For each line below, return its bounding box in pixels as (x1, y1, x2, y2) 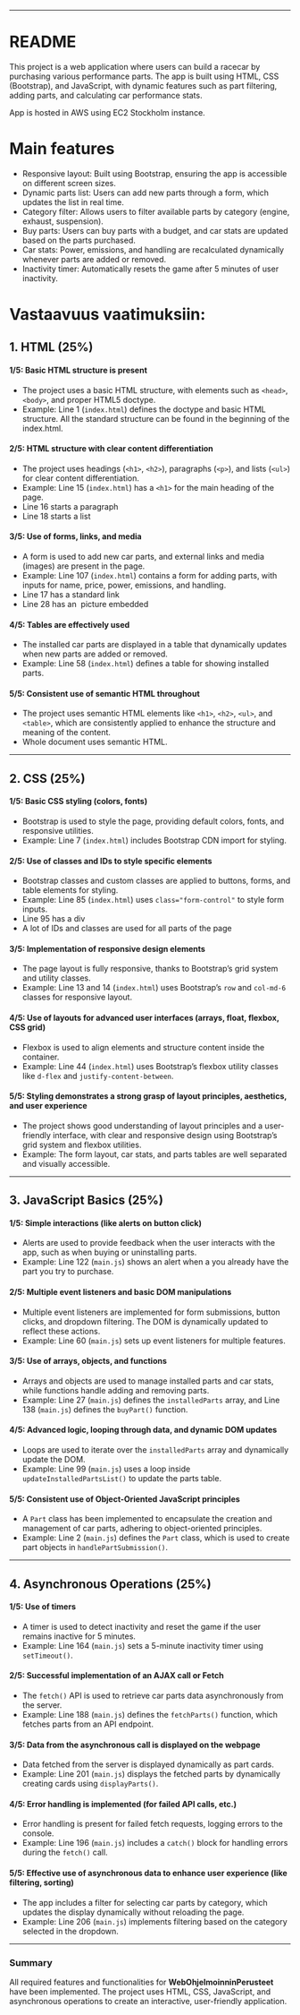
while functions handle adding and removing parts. (21, 1385, 210, 1395)
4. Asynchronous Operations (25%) (9, 1576, 212, 1591)
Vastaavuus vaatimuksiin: (9, 304, 206, 325)
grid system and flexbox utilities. (21, 1139, 142, 1150)
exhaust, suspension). (21, 216, 104, 227)
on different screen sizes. (21, 177, 116, 188)
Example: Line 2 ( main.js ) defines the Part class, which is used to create (21, 1532, 290, 1543)
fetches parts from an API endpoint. (21, 1719, 154, 1729)
